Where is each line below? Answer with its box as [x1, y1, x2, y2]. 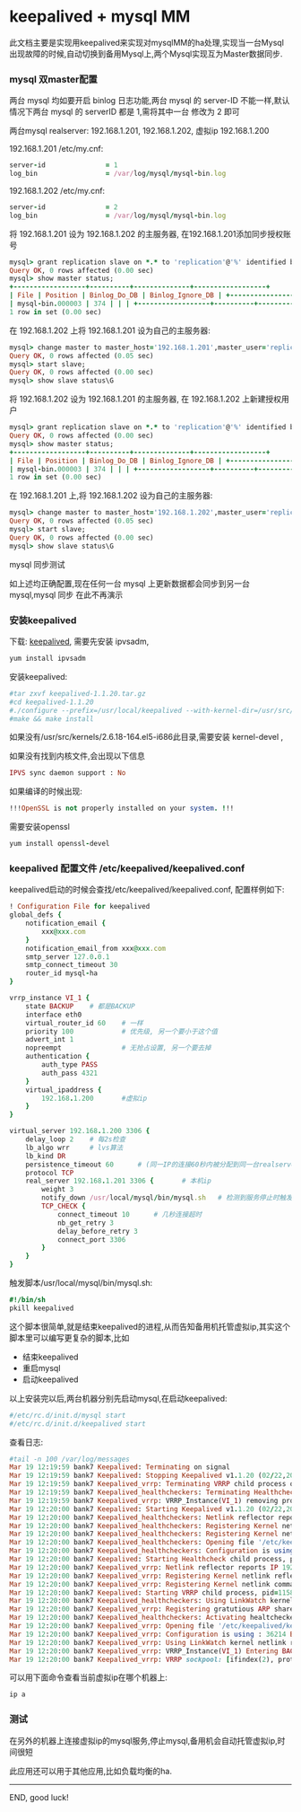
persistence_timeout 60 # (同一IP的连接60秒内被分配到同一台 [25, 1160, 260, 1169]
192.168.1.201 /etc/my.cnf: [9, 144, 104, 154]
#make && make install [9, 714, 94, 724]
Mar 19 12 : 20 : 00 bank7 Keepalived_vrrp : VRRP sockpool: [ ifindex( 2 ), [9, 1655, 275, 1664]
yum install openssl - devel [9, 840, 110, 849]
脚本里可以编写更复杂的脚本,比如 [9, 1332, 130, 1343]
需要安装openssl [9, 822, 70, 832]
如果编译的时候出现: [9, 786, 83, 796]
